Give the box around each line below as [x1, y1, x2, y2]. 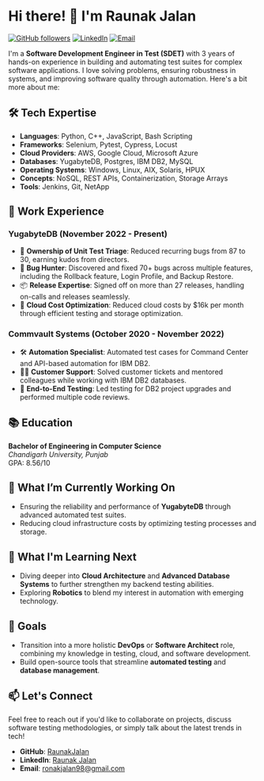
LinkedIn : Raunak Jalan [19, 755, 97, 764]
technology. [19, 596, 59, 606]
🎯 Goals [8, 619, 47, 633]
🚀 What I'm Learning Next [8, 550, 137, 563]
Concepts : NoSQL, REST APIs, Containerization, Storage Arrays [19, 173, 228, 183]
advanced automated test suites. [19, 510, 126, 520]
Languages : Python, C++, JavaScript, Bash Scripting [19, 131, 193, 141]
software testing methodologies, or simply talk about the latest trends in [8, 722, 243, 732]
